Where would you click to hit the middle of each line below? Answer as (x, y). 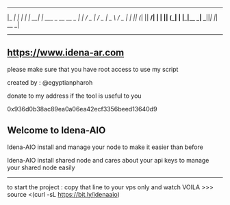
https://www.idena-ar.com (66, 53)
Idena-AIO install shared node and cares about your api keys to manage (108, 160)
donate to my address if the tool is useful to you (74, 96)
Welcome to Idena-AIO (56, 131)
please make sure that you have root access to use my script (93, 69)
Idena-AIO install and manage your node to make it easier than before (105, 147)
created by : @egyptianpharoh (50, 82)
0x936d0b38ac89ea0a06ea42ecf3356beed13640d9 (82, 109)
